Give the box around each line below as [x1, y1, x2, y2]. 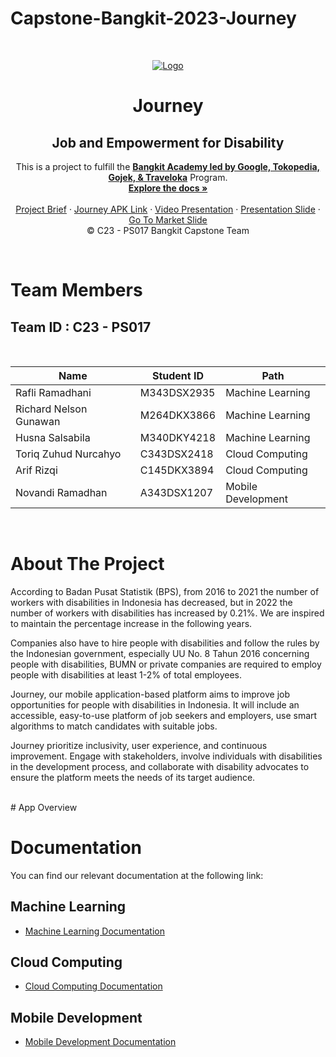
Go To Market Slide [128, 213, 208, 226]
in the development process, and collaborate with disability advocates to [10, 760, 310, 772]
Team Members [10, 279, 143, 302]
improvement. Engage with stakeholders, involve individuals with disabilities [10, 750, 323, 762]
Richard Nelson [15, 402, 88, 416]
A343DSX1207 [139, 485, 214, 499]
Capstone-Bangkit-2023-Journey [10, 7, 297, 30]
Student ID [151, 368, 205, 382]
